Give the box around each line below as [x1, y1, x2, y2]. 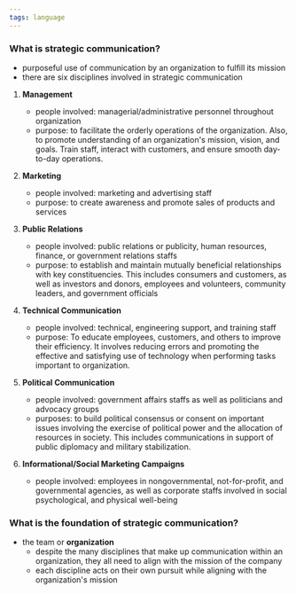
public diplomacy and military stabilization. [35, 441, 191, 452]
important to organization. [35, 360, 130, 371]
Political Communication [21, 377, 115, 387]
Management [21, 89, 73, 99]
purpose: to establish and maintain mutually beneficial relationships [35, 259, 282, 270]
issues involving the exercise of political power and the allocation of [35, 422, 284, 433]
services [35, 206, 67, 217]
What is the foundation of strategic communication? [9, 516, 239, 528]
